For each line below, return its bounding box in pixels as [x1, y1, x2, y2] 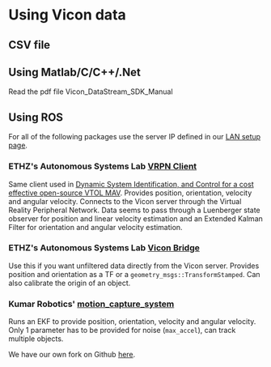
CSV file [8, 38, 51, 52]
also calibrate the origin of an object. [8, 278, 131, 288]
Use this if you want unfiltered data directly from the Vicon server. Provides [8, 261, 260, 271]
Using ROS [8, 110, 63, 124]
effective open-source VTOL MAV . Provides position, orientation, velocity [8, 188, 252, 198]
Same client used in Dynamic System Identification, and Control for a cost [8, 179, 254, 189]
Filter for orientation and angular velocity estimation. [8, 222, 184, 232]
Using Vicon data [8, 6, 127, 24]
